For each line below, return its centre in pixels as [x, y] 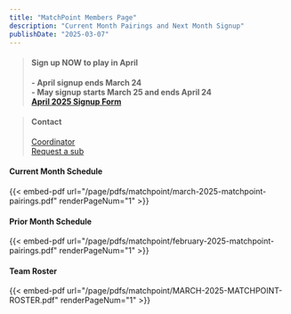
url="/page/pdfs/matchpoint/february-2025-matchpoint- [170, 241]
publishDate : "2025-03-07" [59, 34]
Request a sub [57, 151]
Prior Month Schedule [50, 221]
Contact [46, 122]
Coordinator [53, 141]
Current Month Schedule [56, 171]
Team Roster [33, 271]
